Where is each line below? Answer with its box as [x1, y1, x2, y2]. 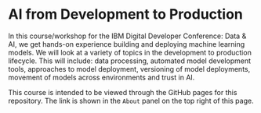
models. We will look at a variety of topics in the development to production [8, 48, 252, 57]
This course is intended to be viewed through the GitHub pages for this [8, 87, 237, 97]
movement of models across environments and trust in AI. [8, 72, 195, 82]
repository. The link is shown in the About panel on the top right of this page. [8, 96, 254, 105]
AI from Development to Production [8, 5, 243, 23]
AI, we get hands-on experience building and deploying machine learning [8, 39, 245, 48]
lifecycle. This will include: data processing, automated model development [8, 56, 252, 65]
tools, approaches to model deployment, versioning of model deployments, [8, 64, 251, 73]
